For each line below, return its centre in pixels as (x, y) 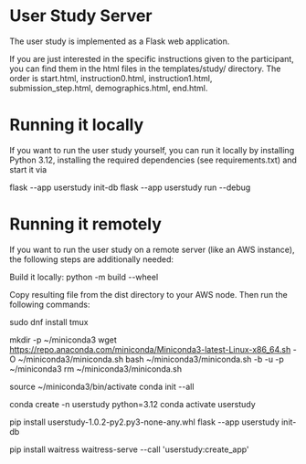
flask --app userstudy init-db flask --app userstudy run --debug (130, 187)
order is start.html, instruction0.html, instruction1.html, (111, 78)
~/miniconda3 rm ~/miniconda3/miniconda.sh (96, 369)
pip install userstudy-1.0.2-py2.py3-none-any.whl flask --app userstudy (145, 422)
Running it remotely (86, 224)
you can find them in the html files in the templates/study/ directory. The (145, 69)
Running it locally (77, 125)
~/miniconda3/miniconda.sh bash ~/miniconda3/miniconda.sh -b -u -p (151, 359)
